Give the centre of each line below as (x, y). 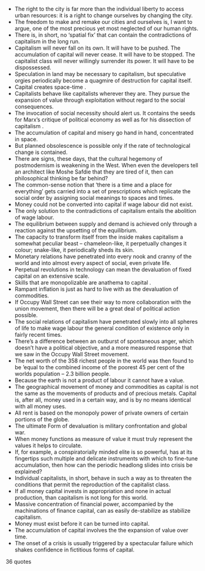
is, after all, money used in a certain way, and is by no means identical (102, 400)
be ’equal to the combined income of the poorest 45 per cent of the (99, 367)
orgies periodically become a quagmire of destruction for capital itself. (103, 80)
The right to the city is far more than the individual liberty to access (99, 9)
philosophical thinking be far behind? (61, 178)
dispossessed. (33, 67)
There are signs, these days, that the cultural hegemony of (88, 159)
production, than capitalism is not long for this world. (81, 497)
